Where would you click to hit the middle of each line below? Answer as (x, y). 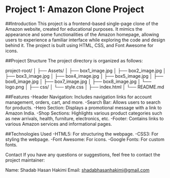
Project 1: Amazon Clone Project (75, 9)
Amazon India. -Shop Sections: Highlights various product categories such (84, 113)
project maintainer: (25, 160)
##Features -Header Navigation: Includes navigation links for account (79, 97)
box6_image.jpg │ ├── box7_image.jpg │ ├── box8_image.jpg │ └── (78, 81)
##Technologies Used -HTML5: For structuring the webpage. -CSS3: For (82, 133)
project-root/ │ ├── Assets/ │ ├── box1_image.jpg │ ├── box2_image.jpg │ (86, 71)
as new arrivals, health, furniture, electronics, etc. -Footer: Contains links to (85, 118)
